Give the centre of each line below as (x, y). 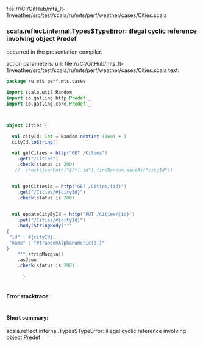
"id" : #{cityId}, (32, 237)
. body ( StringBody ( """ (45, 226)
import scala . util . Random (39, 93)
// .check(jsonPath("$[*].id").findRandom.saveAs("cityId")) (94, 170)
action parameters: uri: (35, 64)
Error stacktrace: (28, 296)
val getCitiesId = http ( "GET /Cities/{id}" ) (69, 186)
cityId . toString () (35, 142)
